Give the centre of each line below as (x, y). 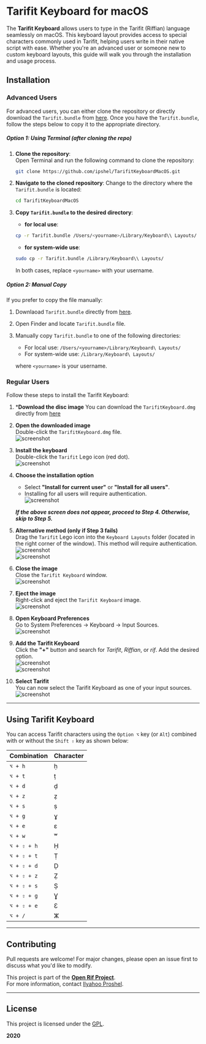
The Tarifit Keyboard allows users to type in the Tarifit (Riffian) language (98, 28)
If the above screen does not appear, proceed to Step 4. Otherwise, (103, 512)
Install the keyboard (41, 450)
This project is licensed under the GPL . (55, 1024)
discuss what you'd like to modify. (49, 965)
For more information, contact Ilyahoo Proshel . (65, 984)
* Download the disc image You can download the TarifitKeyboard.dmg (105, 407)
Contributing (31, 944)
